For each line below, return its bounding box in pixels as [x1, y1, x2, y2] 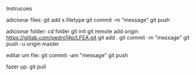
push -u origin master [6, 41, 59, 47]
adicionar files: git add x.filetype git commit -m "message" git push [6, 16, 170, 23]
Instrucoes [6, 5, 33, 12]
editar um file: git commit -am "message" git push [6, 52, 128, 58]
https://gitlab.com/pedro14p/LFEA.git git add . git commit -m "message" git [6, 34, 190, 41]
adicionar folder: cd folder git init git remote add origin [6, 28, 138, 35]
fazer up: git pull [6, 63, 46, 70]
